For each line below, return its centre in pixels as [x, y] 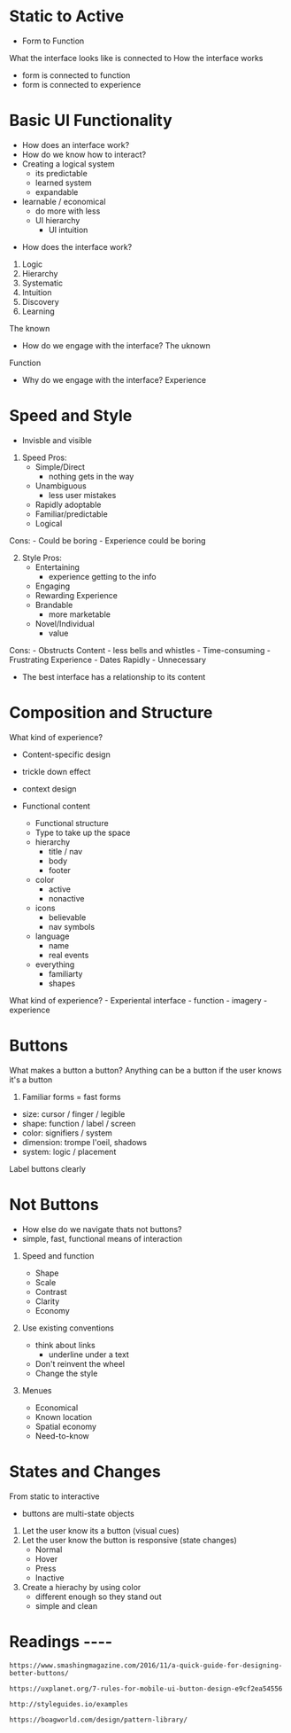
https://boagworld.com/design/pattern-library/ [99, 1720]
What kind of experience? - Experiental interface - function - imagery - [138, 1000]
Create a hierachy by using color [81, 1587]
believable [67, 917]
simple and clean [66, 1605]
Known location [64, 1417]
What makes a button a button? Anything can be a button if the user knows [145, 1070]
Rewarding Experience [76, 595]
